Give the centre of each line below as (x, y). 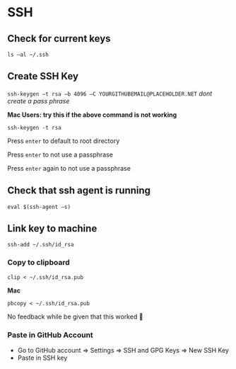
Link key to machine (52, 228)
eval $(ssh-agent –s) (39, 207)
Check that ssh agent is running (79, 191)
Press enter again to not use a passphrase (69, 168)
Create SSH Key (43, 76)
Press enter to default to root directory (64, 141)
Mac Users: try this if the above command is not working (92, 115)
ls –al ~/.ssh (28, 55)
